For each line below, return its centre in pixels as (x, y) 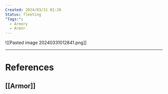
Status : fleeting (23, 14)
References (29, 67)
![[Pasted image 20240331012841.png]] (46, 42)
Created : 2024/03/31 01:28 (33, 10)
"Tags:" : (14, 19)
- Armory (19, 24)
